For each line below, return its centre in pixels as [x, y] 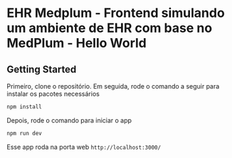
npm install [24, 107]
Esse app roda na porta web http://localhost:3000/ [84, 147]
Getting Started [42, 69]
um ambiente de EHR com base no [110, 28]
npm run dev [24, 133]
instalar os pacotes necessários [53, 94]
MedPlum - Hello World [77, 43]
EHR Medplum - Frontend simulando [116, 13]
